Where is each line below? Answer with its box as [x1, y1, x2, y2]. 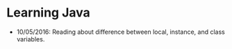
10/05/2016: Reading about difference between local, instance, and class [16, 28, 225, 36]
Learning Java [6, 5, 91, 21]
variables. [16, 35, 45, 43]
